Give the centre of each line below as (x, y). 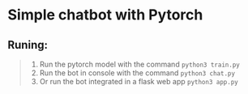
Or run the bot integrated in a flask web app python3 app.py (139, 81)
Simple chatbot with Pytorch (105, 15)
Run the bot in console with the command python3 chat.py (137, 73)
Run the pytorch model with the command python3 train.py (139, 64)
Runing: (28, 45)
